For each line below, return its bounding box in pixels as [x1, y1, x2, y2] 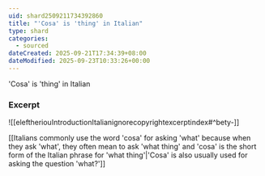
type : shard [8, 27, 49, 35]
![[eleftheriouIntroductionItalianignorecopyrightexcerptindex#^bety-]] [8, 118, 240, 128]
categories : [8, 34, 49, 43]
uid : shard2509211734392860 [8, 11, 104, 20]
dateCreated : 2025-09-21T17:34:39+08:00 [8, 49, 147, 57]
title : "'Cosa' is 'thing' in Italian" [8, 19, 143, 27]
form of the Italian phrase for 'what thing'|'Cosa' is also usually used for [8, 150, 248, 160]
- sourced [15, 42, 49, 50]
